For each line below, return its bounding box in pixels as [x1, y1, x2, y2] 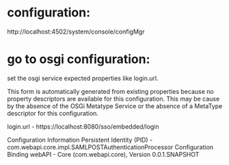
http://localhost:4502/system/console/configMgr [7, 27, 145, 36]
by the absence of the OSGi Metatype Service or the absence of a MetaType [7, 101, 223, 110]
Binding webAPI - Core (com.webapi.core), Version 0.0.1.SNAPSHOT [7, 150, 200, 158]
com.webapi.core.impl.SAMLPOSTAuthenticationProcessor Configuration [7, 142, 214, 151]
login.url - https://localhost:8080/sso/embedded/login [7, 122, 159, 131]
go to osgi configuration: [7, 51, 150, 67]
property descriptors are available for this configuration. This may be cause [7, 94, 220, 103]
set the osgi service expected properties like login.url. [7, 74, 159, 82]
